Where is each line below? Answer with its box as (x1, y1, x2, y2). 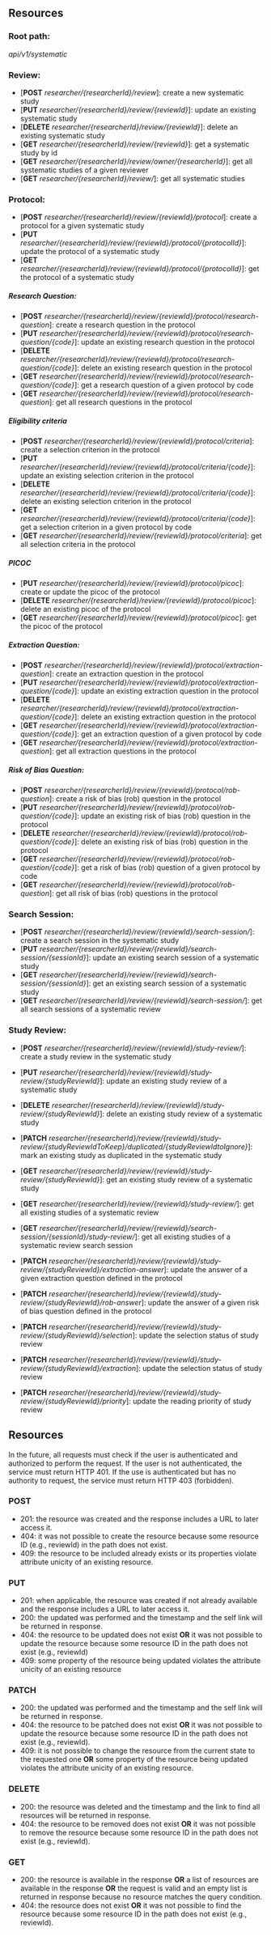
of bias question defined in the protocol (19, 1306, 152, 1316)
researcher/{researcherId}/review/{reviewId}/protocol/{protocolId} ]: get (19, 264, 260, 274)
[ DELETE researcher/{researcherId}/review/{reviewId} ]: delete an (19, 121, 239, 132)
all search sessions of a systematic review (19, 1004, 162, 1014)
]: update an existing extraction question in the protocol (74, 686, 259, 696)
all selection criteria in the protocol (19, 540, 136, 550)
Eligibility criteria (8, 416, 67, 426)
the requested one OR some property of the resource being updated (19, 1755, 248, 1764)
